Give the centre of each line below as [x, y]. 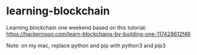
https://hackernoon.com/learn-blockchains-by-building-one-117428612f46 [98, 33]
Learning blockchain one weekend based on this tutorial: [76, 27]
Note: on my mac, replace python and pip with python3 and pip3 [86, 45]
